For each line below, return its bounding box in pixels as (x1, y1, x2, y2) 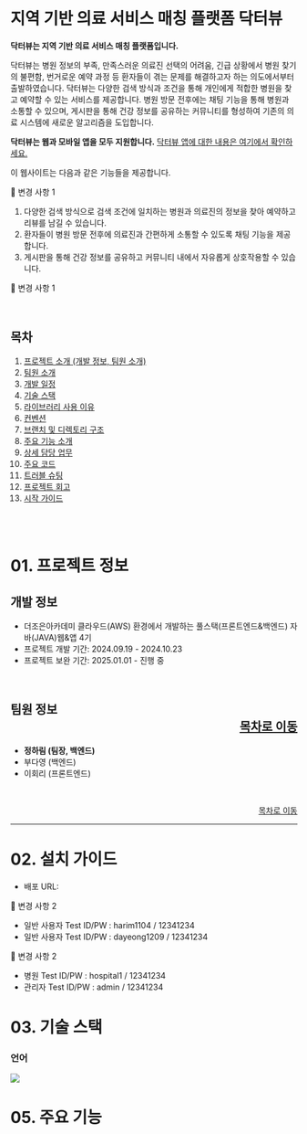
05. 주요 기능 (10, 1108, 103, 1129)
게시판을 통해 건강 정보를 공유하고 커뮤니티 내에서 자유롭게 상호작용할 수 (23, 251, 280, 262)
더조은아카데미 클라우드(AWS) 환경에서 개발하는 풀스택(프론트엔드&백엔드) (23, 620, 289, 631)
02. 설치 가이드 (10, 849, 118, 869)
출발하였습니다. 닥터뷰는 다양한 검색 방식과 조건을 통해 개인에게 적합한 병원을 (10, 82, 283, 93)
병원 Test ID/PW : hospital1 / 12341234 (23, 970, 167, 980)
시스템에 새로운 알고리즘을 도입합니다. (19, 116, 154, 128)
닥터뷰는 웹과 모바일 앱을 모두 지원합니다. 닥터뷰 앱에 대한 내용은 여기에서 (10, 136, 270, 147)
